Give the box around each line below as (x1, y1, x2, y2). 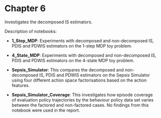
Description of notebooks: (4, 28, 57, 34)
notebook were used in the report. (11, 107, 80, 113)
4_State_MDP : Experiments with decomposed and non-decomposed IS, (11, 52, 157, 58)
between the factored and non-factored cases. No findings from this (11, 102, 149, 108)
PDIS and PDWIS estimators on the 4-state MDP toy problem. (11, 57, 135, 63)
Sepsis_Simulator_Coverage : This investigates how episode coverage (11, 92, 153, 98)
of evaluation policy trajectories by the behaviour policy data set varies (11, 97, 154, 102)
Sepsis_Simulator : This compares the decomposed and (11, 67, 124, 73)
